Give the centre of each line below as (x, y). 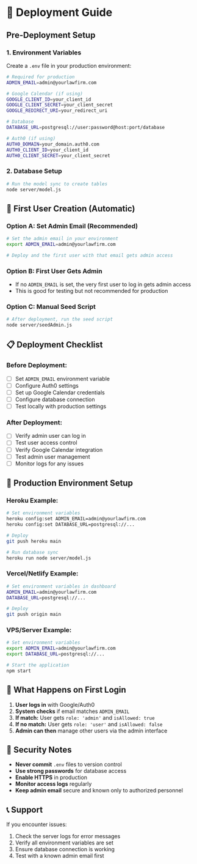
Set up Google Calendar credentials (60, 392)
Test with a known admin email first (60, 856)
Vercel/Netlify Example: (42, 574)
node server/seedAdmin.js (39, 325)
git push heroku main (34, 541)
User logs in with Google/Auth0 (55, 704)
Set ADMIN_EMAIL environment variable (62, 378)
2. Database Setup (34, 171)
